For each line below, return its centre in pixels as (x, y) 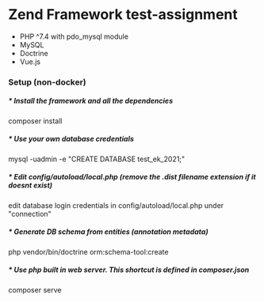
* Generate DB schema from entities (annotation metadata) (108, 232)
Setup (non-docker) (48, 82)
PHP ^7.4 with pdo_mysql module (74, 36)
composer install (35, 121)
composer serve (35, 289)
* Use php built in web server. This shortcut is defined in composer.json (129, 270)
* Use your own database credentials (71, 139)
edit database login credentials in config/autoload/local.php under (116, 205)
